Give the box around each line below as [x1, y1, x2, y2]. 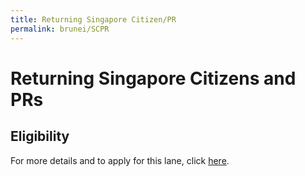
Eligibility [10, 128, 70, 145]
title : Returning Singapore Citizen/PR [10, 14, 177, 25]
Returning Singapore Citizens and [10, 67, 297, 90]
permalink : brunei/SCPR [10, 24, 110, 34]
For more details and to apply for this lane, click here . [10, 154, 230, 166]
